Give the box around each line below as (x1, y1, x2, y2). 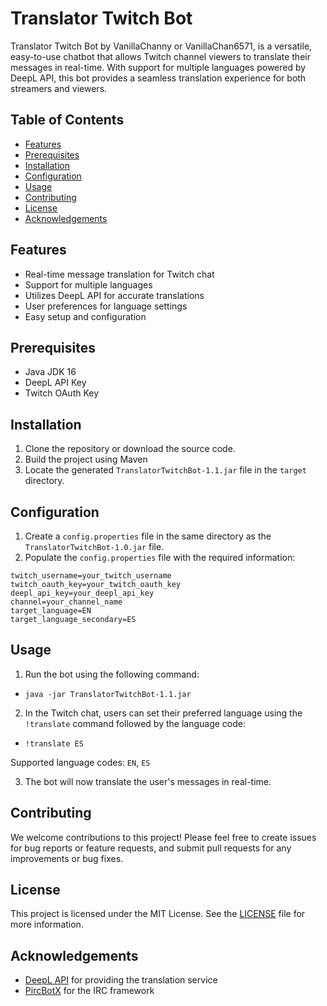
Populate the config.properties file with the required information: (24, 552, 296, 563)
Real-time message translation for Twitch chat (24, 268, 215, 280)
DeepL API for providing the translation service (24, 974, 218, 986)
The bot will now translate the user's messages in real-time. (24, 775, 272, 787)
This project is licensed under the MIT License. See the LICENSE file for (10, 908, 306, 920)
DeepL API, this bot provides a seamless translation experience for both (10, 72, 307, 84)
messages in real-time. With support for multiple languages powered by (10, 61, 307, 73)
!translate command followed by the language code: (24, 717, 247, 729)
